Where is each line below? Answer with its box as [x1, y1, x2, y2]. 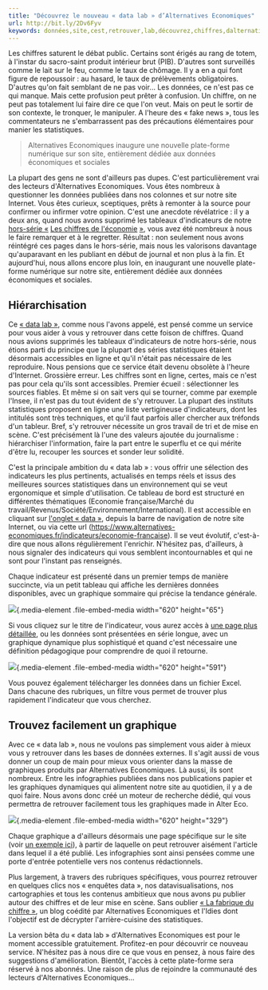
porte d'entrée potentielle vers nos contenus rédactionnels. [8, 857, 203, 866]
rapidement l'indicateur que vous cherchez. [8, 695, 152, 705]
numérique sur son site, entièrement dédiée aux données [27, 149, 216, 158]
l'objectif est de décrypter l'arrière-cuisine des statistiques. [8, 915, 203, 924]
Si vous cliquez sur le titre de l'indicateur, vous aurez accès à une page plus [8, 621, 258, 631]
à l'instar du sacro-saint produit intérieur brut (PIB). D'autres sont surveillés [8, 57, 255, 66]
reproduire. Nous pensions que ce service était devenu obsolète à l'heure [8, 362, 250, 372]
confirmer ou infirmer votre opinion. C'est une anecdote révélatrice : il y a [8, 207, 250, 217]
